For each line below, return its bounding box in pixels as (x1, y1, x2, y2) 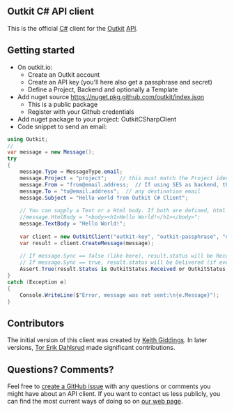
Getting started (7, 45, 75, 57)
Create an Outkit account (27, 70, 100, 79)
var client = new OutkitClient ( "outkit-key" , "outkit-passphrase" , (19, 233, 219, 240)
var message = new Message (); (7, 149, 95, 156)
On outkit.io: (17, 63, 53, 71)
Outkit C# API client (7, 6, 94, 17)
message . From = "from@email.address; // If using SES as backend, (19, 181, 219, 188)
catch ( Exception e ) (7, 279, 68, 286)
